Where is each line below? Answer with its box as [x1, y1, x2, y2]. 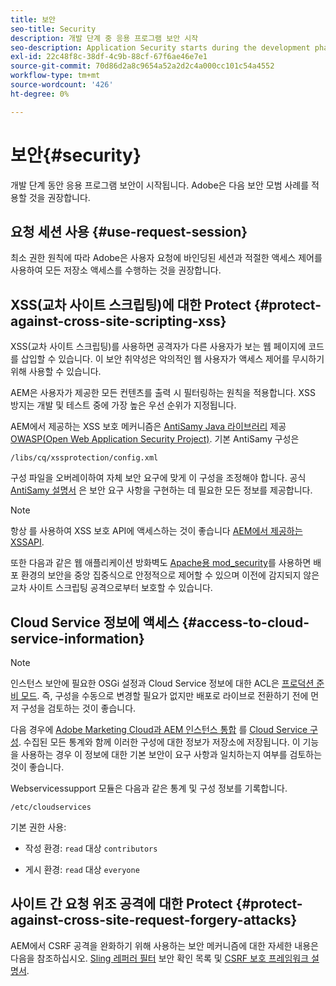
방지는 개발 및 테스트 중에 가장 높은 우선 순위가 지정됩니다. [10, 399, 237, 411]
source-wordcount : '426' [10, 80, 114, 90]
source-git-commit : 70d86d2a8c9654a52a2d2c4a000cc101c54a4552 [10, 61, 275, 71]
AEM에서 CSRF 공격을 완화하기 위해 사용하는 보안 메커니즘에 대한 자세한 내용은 [10, 939, 319, 951]
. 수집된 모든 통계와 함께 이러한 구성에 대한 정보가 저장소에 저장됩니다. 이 [18, 736, 301, 748]
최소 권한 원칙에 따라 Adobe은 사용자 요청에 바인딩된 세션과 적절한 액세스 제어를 [10, 252, 323, 264]
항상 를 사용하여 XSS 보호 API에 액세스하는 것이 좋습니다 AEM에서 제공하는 [10, 525, 303, 537]
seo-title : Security [10, 24, 97, 34]
